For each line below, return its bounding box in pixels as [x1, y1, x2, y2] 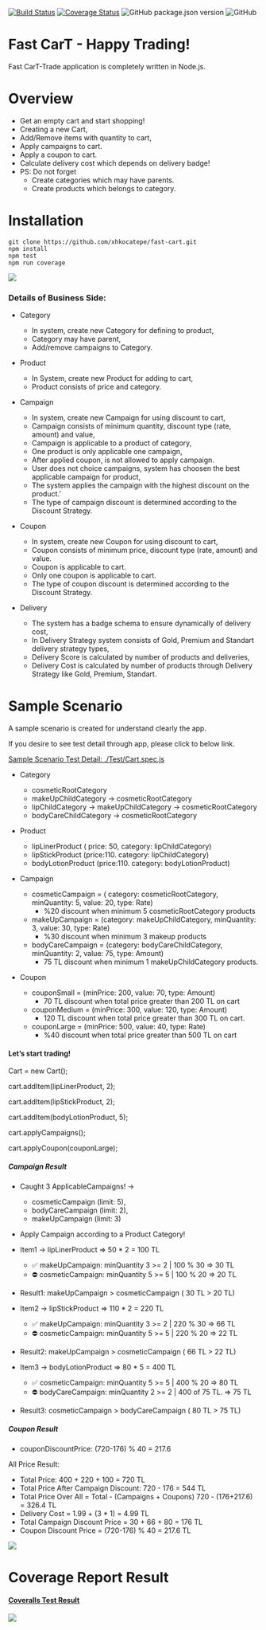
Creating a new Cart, [19, 124, 88, 134]
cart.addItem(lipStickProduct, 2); [8, 1097, 115, 1107]
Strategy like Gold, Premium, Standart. [31, 669, 157, 679]
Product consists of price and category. [31, 382, 161, 392]
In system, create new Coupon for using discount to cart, [31, 537, 218, 547]
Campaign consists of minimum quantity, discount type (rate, [31, 421, 232, 431]
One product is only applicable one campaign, [31, 447, 183, 456]
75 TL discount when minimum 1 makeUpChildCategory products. [43, 957, 259, 967]
